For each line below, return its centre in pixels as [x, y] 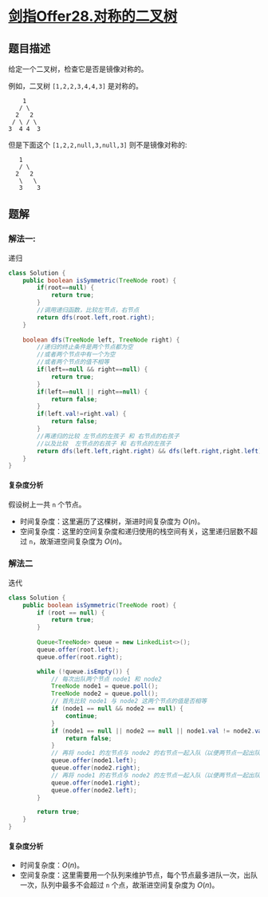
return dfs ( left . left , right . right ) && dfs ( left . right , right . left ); [151, 451]
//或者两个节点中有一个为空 [76, 355]
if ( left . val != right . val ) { [82, 414]
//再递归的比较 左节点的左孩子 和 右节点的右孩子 [108, 436]
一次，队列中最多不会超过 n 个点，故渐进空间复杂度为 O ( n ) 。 [119, 885]
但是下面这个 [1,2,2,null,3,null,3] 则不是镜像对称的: [98, 145]
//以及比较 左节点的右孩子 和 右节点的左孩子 [104, 444]
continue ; [81, 716]
